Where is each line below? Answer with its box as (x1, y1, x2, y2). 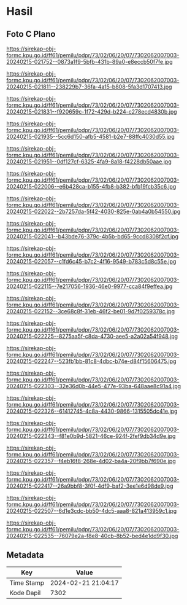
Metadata (6, 550, 44, 560)
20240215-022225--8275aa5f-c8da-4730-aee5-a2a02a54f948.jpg (6, 333, 178, 340)
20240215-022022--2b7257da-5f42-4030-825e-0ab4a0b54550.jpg (6, 208, 181, 215)
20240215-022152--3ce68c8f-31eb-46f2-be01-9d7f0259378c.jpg (6, 308, 175, 314)
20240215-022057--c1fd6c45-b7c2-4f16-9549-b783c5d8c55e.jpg (6, 258, 177, 265)
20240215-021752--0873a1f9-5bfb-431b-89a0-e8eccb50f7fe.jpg (6, 58, 173, 65)
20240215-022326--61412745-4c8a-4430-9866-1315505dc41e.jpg (6, 407, 178, 415)
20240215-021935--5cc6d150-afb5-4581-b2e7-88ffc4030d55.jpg (6, 133, 175, 140)
